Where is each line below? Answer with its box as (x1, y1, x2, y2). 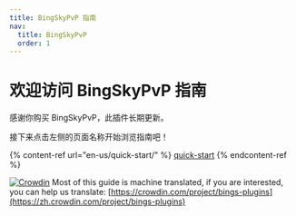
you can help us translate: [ (9, 187, 112, 198)
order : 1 (17, 38, 51, 48)
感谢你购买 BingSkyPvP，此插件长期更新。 (9, 113, 169, 123)
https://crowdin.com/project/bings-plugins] (110, 187, 273, 198)
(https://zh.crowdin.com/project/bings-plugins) (9, 196, 186, 207)
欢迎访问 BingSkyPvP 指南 (9, 81, 207, 101)
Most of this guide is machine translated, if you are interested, (51, 177, 284, 188)
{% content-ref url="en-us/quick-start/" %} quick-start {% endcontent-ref (9, 150, 288, 161)
